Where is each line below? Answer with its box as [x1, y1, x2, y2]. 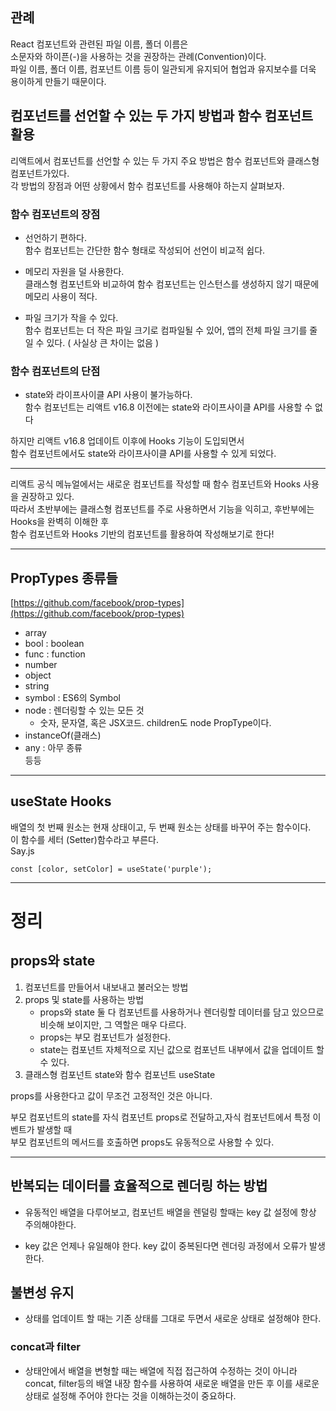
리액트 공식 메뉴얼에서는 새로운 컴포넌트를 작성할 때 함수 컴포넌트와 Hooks [10, 478, 302, 490]
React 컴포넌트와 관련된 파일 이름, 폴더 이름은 [10, 38, 189, 50]
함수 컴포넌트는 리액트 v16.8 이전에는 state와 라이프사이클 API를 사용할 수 [24, 401, 313, 413]
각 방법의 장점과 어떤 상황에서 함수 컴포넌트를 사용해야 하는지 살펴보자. [10, 179, 285, 192]
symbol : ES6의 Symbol [24, 692, 121, 704]
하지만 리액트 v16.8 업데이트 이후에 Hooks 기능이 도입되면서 [10, 435, 245, 447]
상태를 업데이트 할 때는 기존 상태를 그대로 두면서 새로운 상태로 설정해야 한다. [24, 1313, 322, 1325]
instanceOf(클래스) [24, 729, 102, 742]
